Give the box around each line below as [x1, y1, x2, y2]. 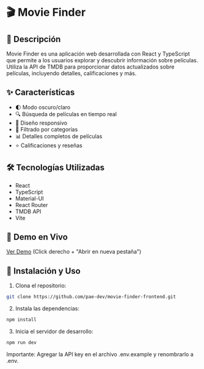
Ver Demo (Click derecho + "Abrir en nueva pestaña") [6, 248, 142, 255]
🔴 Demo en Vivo [6, 232, 68, 243]
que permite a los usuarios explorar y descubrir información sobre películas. [6, 57, 199, 64]
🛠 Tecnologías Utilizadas [6, 163, 105, 173]
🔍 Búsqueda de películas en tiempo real [15, 110, 117, 117]
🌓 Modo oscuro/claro [15, 103, 71, 111]
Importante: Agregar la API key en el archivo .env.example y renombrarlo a [6, 350, 194, 358]
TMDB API [15, 208, 42, 215]
